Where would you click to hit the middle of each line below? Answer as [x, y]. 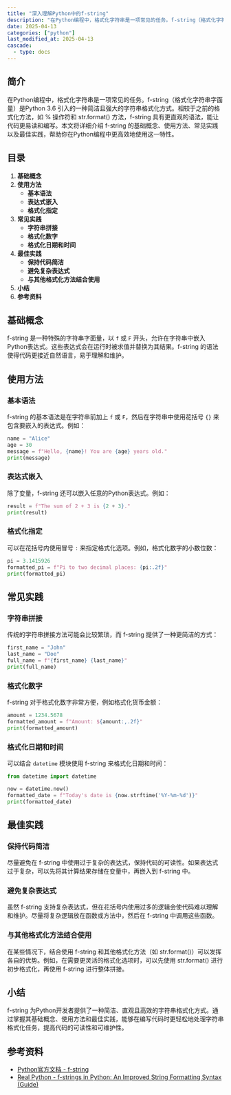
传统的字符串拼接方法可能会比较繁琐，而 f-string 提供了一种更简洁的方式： [113, 634]
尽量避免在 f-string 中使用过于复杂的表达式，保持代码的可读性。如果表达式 [113, 863]
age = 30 [20, 445]
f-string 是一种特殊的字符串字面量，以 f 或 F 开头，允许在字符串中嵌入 [106, 338]
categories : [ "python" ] [41, 33]
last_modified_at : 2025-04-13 [51, 39]
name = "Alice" [29, 439]
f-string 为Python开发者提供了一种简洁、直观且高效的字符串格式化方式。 [110, 1010]
